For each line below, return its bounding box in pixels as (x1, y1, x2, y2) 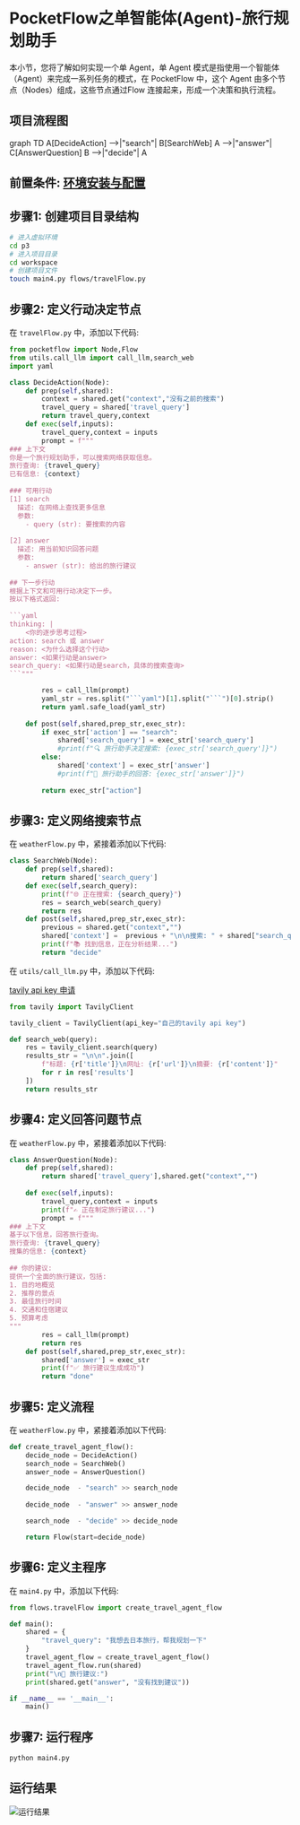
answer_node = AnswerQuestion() (25, 1467, 146, 1476)
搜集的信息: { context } (9, 1247, 88, 1256)
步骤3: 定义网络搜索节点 (9, 813, 141, 828)
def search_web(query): (9, 1035, 99, 1044)
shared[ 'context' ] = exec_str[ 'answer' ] (56, 761, 210, 770)
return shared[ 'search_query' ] (41, 873, 159, 882)
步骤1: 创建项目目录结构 (9, 208, 140, 224)
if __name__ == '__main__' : (9, 1694, 115, 1703)
